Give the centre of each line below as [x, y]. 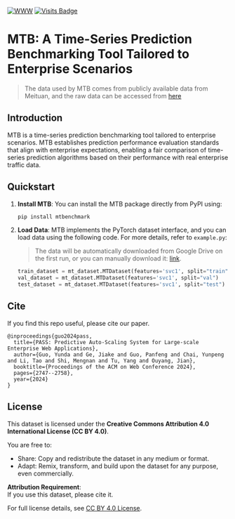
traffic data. [24, 164]
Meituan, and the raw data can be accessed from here [103, 96]
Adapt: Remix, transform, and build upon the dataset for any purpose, [118, 466]
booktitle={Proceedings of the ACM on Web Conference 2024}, [105, 367]
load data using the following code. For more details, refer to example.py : [122, 237]
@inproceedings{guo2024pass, [50, 336]
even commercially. [46, 473]
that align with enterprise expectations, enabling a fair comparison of [107, 150]
